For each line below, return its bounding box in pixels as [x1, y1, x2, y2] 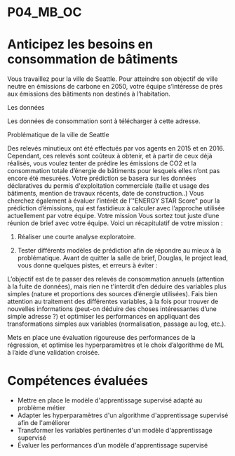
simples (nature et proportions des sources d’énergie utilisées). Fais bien [7, 290, 217, 298]
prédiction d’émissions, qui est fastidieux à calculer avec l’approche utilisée [7, 204, 225, 213]
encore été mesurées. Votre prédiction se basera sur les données [7, 174, 196, 183]
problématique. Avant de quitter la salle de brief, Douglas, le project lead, [17, 254, 229, 262]
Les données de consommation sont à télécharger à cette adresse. [7, 117, 201, 125]
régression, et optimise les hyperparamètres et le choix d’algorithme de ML [7, 341, 224, 349]
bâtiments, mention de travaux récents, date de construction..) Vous [7, 189, 205, 198]
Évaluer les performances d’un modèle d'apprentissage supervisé [17, 441, 208, 450]
